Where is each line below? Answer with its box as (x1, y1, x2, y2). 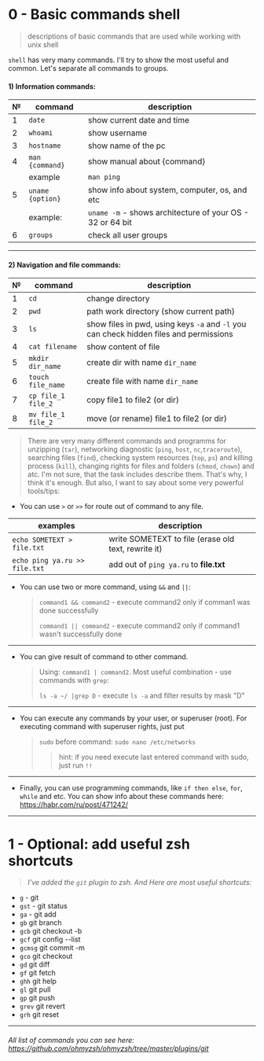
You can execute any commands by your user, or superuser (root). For (19, 713, 247, 723)
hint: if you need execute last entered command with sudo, (58, 753, 249, 762)
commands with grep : (38, 676, 109, 685)
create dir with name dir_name (86, 357, 197, 368)
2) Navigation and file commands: (8, 260, 122, 269)
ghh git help (19, 977, 57, 986)
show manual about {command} (87, 156, 206, 167)
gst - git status (19, 901, 68, 911)
